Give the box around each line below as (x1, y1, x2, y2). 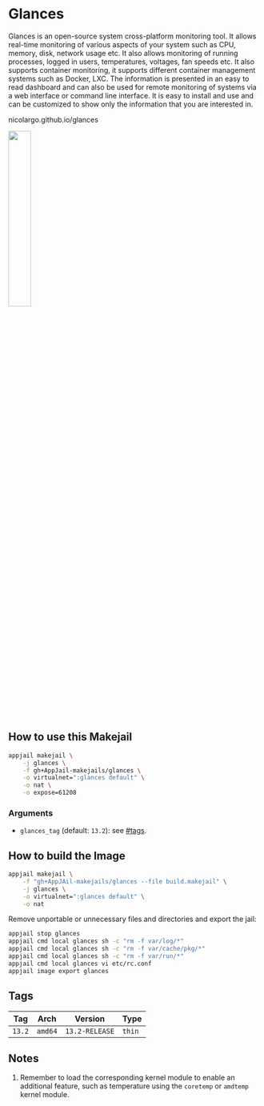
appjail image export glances (8, 967, 110, 975)
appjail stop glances (8, 930, 81, 938)
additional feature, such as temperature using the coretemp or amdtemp (19, 1081, 250, 1091)
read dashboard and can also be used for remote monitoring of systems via (8, 82, 258, 92)
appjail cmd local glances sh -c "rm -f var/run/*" (8, 952, 184, 960)
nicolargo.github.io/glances (8, 114, 98, 124)
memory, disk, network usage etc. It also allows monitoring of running (8, 48, 238, 58)
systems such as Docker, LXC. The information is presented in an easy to (8, 74, 250, 83)
